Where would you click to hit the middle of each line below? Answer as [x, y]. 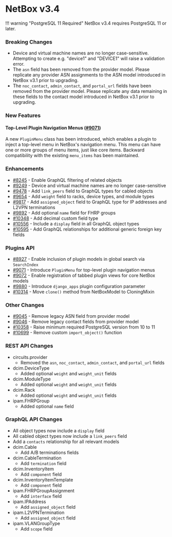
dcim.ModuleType [32, 379]
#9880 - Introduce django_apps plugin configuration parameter [79, 286]
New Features [23, 116]
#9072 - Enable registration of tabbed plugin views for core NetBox [84, 275]
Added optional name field [47, 406]
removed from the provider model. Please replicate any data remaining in [90, 91]
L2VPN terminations [34, 207]
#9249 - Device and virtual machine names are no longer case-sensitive [89, 185]
